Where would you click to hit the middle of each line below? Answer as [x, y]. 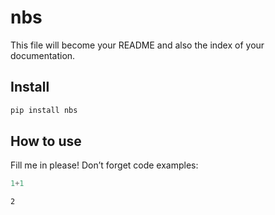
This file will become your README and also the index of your [137, 45]
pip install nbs [44, 110]
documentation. [43, 55]
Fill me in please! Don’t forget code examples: [104, 165]
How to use [46, 141]
